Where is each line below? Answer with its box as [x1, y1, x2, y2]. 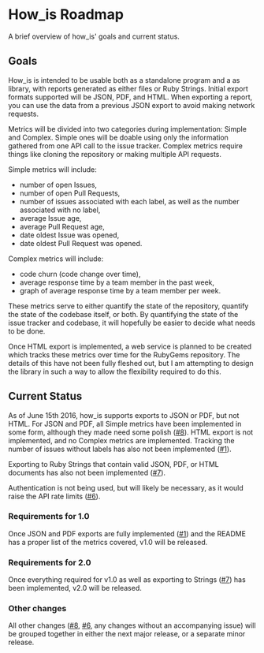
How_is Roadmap [8, 6, 125, 24]
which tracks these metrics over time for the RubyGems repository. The [8, 349, 240, 360]
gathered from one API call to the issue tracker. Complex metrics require [8, 140, 243, 151]
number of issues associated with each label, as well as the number [19, 196, 240, 206]
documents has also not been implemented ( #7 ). [8, 468, 166, 477]
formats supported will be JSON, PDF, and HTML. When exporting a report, [8, 92, 253, 102]
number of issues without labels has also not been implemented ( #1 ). [8, 444, 232, 453]
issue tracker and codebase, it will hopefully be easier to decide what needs [8, 318, 256, 327]
